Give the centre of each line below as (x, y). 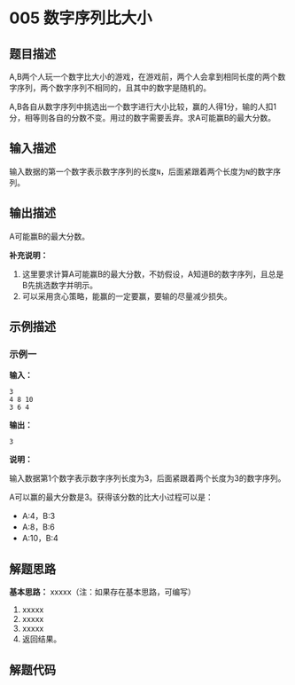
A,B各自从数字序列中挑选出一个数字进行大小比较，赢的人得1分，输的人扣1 (143, 106)
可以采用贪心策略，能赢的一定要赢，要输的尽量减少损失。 (127, 296)
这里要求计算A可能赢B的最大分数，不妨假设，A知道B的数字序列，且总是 (153, 274)
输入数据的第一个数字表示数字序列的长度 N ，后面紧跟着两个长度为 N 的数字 (141, 171)
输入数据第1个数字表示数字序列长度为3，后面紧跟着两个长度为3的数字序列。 (147, 478)
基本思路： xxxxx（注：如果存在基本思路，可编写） (103, 592)
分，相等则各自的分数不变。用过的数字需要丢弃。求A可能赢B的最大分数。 (143, 118)
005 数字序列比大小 (81, 18)
